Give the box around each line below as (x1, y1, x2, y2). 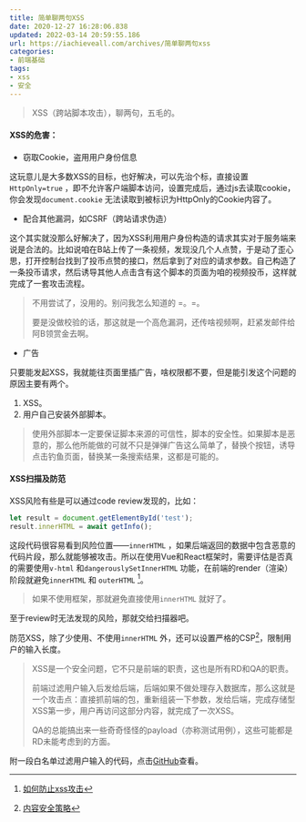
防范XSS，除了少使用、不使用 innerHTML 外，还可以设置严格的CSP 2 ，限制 (9, 631, 284, 644)
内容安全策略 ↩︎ (22, 803, 80, 814)
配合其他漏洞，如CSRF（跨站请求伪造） (22, 213, 172, 224)
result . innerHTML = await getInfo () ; (9, 522, 153, 531)
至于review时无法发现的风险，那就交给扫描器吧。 (9, 613, 194, 624)
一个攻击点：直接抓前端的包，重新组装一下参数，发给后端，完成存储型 (31, 694, 296, 705)
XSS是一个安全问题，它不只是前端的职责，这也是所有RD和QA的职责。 (31, 664, 294, 675)
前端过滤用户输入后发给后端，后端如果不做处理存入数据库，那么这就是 (31, 683, 296, 694)
